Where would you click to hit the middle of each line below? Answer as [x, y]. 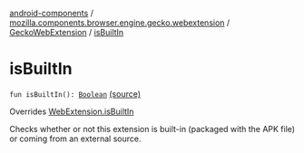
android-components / [51, 13]
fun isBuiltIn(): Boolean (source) [75, 93]
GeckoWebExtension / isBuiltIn [67, 32]
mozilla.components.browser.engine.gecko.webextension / [120, 23]
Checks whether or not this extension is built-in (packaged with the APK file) [152, 129]
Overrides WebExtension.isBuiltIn [72, 111]
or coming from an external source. [75, 139]
